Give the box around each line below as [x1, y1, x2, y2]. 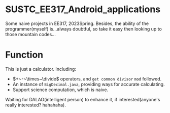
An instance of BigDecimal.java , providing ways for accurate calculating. [12, 81, 165, 87]
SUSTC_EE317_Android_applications [5, 4, 161, 15]
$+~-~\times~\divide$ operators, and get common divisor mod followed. [12, 75, 161, 82]
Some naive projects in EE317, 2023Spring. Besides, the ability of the [5, 20, 149, 26]
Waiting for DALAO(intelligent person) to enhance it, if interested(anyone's [5, 96, 160, 102]
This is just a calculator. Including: [5, 66, 76, 72]
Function [5, 49, 44, 61]
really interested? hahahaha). [5, 102, 66, 108]
